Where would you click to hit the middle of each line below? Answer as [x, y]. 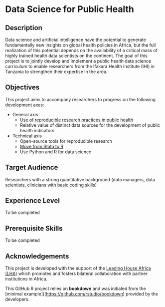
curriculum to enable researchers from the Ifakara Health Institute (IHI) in [80, 66]
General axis [25, 114]
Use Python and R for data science [56, 152]
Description [24, 28]
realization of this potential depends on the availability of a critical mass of [82, 50]
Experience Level [32, 201]
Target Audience [32, 168]
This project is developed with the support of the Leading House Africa [78, 268]
